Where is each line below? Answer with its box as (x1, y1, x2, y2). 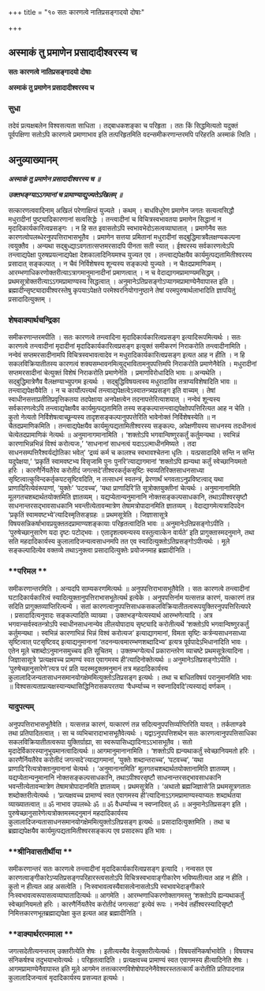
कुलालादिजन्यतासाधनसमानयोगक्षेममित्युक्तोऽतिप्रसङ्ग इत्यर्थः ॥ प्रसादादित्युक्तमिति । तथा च (8, 817, 230, 826)
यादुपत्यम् (8, 701, 34, 712)
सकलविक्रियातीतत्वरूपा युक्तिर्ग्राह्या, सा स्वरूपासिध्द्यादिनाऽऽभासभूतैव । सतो (8, 737, 193, 746)
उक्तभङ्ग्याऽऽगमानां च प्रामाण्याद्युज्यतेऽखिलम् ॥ (8, 189, 123, 199)
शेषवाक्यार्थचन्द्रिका (8, 314, 61, 325)
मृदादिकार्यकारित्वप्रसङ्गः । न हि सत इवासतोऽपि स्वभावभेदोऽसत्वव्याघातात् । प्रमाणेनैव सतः (8, 223, 227, 233)
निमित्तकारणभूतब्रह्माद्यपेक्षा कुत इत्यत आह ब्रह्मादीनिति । (8, 908, 143, 918)
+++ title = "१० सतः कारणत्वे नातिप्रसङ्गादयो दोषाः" (8, 8, 145, 17)
